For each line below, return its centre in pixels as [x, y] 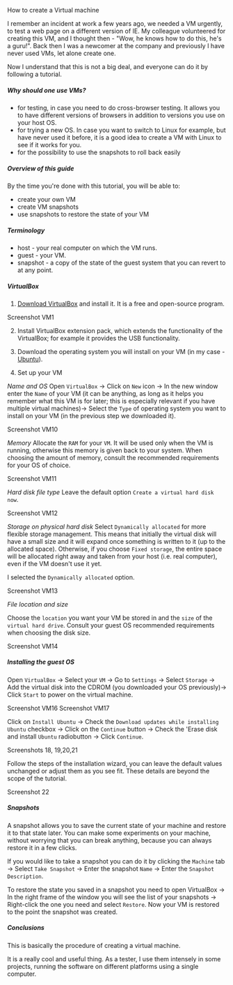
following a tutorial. [35, 74]
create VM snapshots [48, 207]
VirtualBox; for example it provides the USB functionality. [99, 338]
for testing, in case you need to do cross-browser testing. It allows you [119, 108]
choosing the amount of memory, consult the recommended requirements [113, 457]
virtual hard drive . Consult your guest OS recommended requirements [111, 625]
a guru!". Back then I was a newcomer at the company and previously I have [116, 46]
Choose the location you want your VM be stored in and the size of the [110, 618]
